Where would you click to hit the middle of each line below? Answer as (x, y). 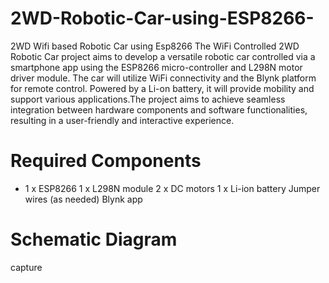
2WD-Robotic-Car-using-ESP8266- (162, 18)
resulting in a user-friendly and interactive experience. (122, 120)
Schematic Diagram (94, 239)
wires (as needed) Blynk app (83, 199)
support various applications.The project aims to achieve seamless (148, 99)
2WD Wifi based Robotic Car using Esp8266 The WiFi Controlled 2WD (155, 46)
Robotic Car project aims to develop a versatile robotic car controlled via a (163, 56)
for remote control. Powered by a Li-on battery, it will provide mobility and (162, 88)
